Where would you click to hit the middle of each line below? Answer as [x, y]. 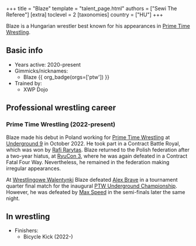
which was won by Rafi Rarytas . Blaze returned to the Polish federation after [98, 150]
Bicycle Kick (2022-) [48, 237]
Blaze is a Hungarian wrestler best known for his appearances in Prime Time [98, 26]
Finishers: [26, 231]
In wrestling [28, 216]
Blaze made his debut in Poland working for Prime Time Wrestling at [88, 137]
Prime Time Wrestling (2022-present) [61, 124]
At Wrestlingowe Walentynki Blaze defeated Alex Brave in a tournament [92, 179]
